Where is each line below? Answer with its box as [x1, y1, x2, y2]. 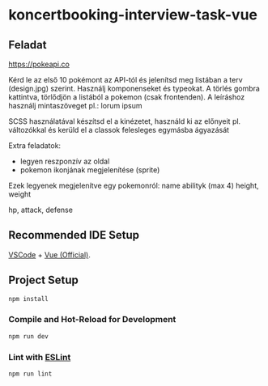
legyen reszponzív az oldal [19, 156, 110, 166]
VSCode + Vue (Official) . [8, 249, 91, 260]
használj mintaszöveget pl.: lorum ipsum [8, 101, 143, 110]
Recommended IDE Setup [8, 228, 140, 242]
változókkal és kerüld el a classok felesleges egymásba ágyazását [8, 125, 229, 134]
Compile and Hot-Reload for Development [8, 314, 177, 325]
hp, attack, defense [8, 205, 73, 214]
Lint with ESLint [8, 351, 71, 363]
